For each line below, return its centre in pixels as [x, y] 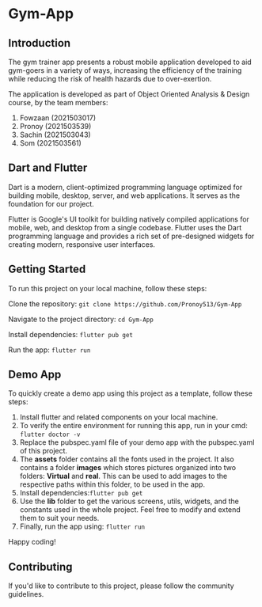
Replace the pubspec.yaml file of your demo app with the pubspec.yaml [137, 442]
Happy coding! [32, 542]
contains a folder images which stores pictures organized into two [127, 468]
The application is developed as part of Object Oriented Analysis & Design [129, 94]
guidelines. [26, 594]
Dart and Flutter [48, 168]
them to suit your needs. [59, 518]
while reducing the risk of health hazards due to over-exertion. [110, 79]
